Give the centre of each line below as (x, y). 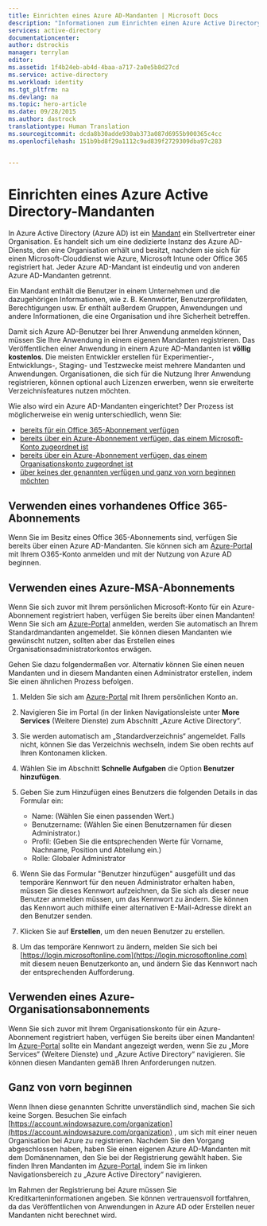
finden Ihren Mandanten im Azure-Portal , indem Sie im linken (108, 1166)
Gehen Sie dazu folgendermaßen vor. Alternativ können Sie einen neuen (126, 665)
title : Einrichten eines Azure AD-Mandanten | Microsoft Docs (113, 16)
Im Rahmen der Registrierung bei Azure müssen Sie (93, 1189)
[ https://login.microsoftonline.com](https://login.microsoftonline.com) (133, 956)
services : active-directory (55, 30)
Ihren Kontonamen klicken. (63, 753)
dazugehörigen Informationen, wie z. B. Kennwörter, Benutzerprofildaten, (128, 300)
